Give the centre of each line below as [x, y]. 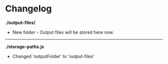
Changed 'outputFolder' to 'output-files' [53, 56]
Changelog [28, 9]
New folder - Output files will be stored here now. [63, 32]
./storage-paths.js [25, 46]
